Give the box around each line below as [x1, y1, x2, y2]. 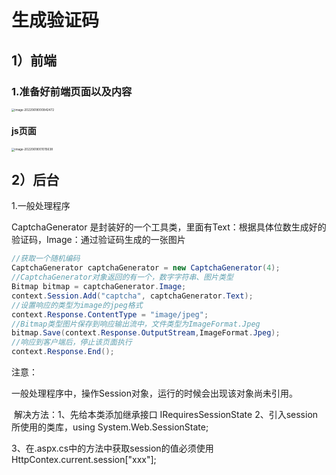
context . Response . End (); [11, 347, 115, 357]
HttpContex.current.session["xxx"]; [11, 454, 157, 466]
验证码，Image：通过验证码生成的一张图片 [11, 234, 186, 246]
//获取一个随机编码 [11, 254, 81, 264]
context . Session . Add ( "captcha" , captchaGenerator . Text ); [11, 291, 254, 301]
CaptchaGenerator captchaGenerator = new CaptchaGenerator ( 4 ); [11, 263, 281, 273]
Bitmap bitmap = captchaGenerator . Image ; [11, 282, 187, 292]
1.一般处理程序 [11, 200, 71, 212]
